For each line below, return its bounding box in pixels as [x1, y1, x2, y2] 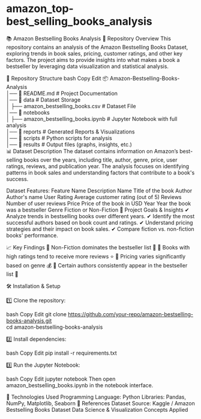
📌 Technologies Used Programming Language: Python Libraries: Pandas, [6, 393, 186, 400]
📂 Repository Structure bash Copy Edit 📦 [6, 75, 109, 82]
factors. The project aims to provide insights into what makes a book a [6, 56, 180, 63]
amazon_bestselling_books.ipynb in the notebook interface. [6, 381, 154, 389]
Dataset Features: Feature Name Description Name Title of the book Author [6, 187, 193, 194]
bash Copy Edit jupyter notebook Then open [6, 375, 116, 382]
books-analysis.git [6, 317, 52, 324]
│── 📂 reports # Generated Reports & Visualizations [6, 128, 135, 135]
